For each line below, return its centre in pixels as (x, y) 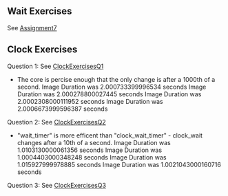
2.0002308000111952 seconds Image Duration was (90, 101)
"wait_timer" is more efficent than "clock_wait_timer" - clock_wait (110, 135)
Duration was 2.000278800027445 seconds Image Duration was (109, 94)
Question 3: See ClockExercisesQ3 (57, 185)
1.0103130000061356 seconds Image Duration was (90, 150)
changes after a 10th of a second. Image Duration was (94, 142)
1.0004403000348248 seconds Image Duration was (92, 157)
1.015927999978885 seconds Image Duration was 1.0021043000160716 (119, 164)
